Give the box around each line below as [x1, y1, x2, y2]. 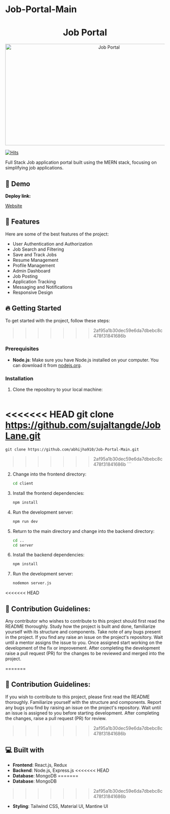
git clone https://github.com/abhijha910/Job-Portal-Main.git [5, 447, 139, 452]
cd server [12, 542, 34, 548]
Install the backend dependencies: [12, 552, 85, 558]
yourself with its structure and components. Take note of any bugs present [5, 629, 161, 635]
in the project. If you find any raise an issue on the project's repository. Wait [5, 634, 163, 640]
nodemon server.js [12, 581, 52, 586]
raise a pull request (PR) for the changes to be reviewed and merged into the [5, 651, 165, 657]
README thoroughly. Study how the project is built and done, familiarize [5, 623, 156, 630]
